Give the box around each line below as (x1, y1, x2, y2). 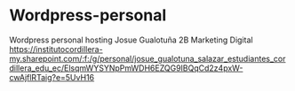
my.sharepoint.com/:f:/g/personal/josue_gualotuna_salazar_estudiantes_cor (9, 53, 286, 64)
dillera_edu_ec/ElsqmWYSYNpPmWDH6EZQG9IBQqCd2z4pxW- (9, 63, 243, 73)
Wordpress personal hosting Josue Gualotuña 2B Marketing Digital (9, 34, 253, 45)
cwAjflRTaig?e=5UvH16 (9, 72, 95, 82)
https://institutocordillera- (9, 43, 104, 54)
